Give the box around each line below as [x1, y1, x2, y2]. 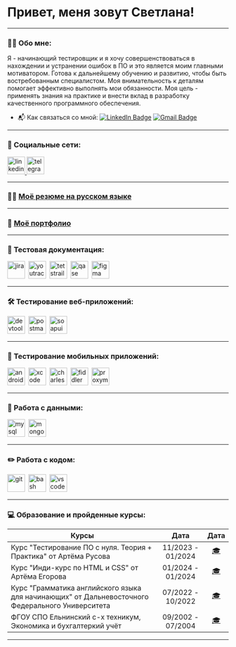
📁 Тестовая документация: [7, 245, 105, 254]
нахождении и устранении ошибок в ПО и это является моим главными [7, 61, 223, 70]
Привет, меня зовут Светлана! [7, 4, 195, 20]
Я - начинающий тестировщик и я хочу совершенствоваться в [7, 54, 195, 63]
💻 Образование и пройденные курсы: [7, 510, 146, 519]
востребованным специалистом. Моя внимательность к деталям [7, 77, 204, 85]
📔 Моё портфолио [7, 218, 72, 228]
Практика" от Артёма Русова [11, 551, 111, 561]
